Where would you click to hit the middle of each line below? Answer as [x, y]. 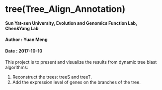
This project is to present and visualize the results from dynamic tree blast [81, 62]
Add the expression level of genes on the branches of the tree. [76, 82]
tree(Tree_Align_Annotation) [65, 9]
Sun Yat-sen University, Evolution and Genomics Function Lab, [71, 23]
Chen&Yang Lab [22, 28]
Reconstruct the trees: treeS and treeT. [52, 77]
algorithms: [17, 67]
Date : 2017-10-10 [24, 51]
